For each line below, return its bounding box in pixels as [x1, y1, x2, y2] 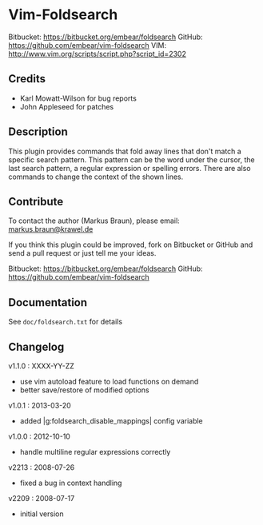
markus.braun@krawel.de [8, 225, 94, 234]
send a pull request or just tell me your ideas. [8, 249, 157, 258]
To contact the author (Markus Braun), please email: [8, 216, 180, 225]
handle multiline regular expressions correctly [19, 447, 171, 456]
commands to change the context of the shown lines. [8, 172, 184, 181]
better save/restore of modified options [19, 385, 149, 395]
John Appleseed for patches [19, 101, 114, 111]
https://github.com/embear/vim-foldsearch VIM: [8, 40, 166, 50]
